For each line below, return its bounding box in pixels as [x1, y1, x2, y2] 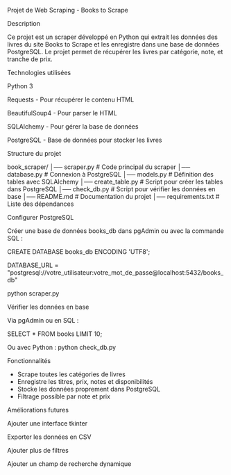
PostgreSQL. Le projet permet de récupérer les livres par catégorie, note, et [7, 48, 223, 56]
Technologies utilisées [7, 69, 71, 77]
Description [7, 19, 40, 27]
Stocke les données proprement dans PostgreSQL [17, 385, 161, 393]
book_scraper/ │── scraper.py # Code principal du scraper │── [7, 163, 191, 171]
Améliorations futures [7, 406, 69, 414]
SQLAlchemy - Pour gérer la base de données [7, 122, 139, 131]
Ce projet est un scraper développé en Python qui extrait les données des [7, 33, 219, 41]
